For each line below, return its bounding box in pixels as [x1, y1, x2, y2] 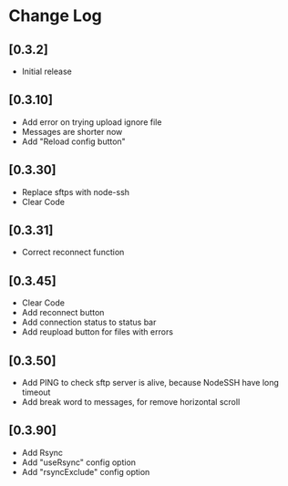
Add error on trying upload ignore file [21, 116, 162, 128]
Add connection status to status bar [21, 316, 157, 328]
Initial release [21, 66, 72, 77]
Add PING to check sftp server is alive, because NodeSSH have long [21, 377, 280, 388]
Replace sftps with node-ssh [21, 186, 129, 197]
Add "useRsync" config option [21, 457, 137, 468]
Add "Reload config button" [21, 136, 127, 147]
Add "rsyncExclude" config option [21, 466, 150, 477]
